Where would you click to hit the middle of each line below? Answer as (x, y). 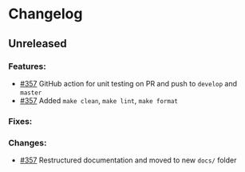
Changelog (45, 14)
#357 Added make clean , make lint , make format (99, 100)
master (31, 93)
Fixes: (20, 121)
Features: (27, 66)
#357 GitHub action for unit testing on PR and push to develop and (128, 83)
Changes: (28, 142)
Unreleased (38, 44)
